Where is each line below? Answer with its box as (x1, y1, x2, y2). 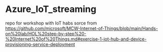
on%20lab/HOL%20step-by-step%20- (5, 30, 87, 36)
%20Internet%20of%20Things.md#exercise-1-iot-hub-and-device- (5, 36, 147, 42)
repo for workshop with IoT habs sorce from (5, 20, 97, 26)
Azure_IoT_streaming (5, 3, 97, 15)
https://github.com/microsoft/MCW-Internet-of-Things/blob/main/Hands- (5, 25, 158, 31)
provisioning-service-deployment (5, 41, 75, 47)
